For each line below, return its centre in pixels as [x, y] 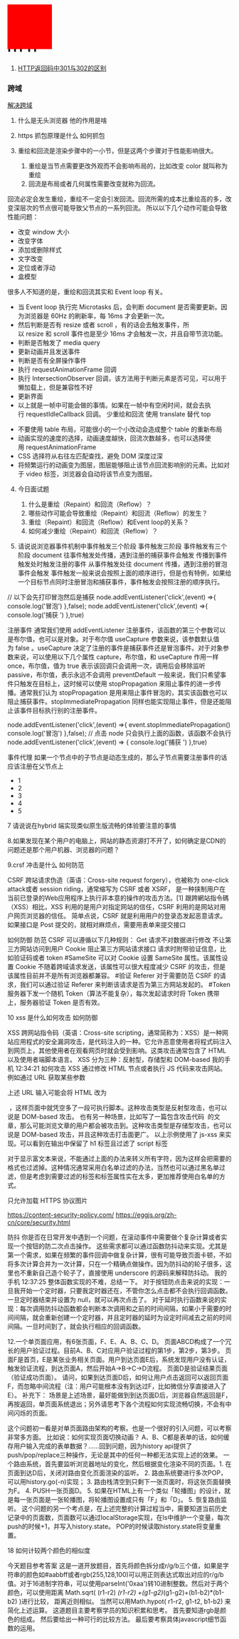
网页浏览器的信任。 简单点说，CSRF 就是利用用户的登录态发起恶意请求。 [120, 916]
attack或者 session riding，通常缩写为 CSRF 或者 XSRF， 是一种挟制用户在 [117, 889]
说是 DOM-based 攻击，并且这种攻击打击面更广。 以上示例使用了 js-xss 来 [116, 1135]
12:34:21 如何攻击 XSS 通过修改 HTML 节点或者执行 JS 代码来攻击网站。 [121, 1068]
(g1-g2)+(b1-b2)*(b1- [194, 1593]
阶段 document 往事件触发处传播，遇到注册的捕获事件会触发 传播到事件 [122, 555]
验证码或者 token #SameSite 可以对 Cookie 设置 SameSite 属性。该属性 [117, 958]
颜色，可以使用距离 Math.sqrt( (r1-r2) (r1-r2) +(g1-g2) [85, 1593]
